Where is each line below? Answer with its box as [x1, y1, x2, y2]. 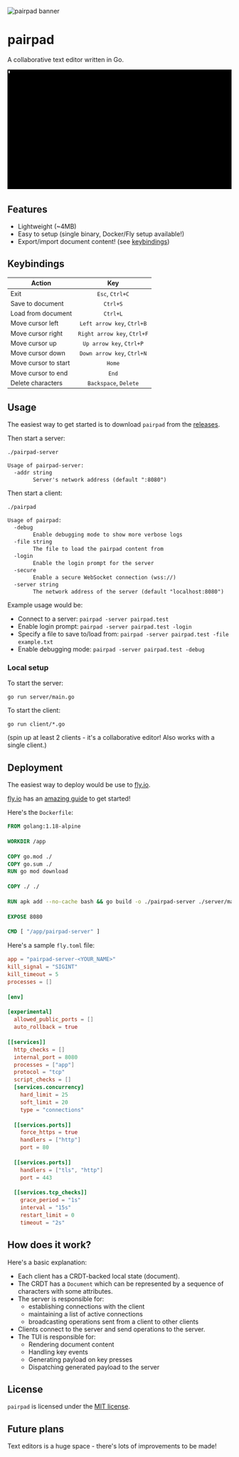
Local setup [7, 663, 49, 673]
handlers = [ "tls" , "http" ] [20, 1167, 103, 1174]
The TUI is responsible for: [17, 1332, 96, 1341]
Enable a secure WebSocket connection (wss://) [33, 574, 176, 582]
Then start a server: [7, 434, 65, 442]
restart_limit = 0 [20, 1212, 75, 1219]
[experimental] [7, 1008, 53, 1016]
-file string [14, 539, 53, 546]
